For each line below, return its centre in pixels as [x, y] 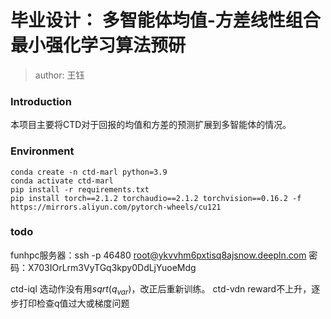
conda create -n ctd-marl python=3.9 [89, 172]
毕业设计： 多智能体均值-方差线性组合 [165, 20]
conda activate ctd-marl [62, 181]
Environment [42, 151]
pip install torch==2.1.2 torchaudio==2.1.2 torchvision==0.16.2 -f [156, 198]
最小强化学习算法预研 [98, 45]
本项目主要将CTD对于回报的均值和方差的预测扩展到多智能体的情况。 [151, 125]
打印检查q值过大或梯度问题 [74, 303]
